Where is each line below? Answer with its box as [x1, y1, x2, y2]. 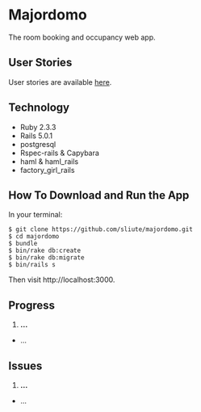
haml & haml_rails [19, 156, 79, 166]
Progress [8, 298, 55, 312]
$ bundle [8, 240, 38, 248]
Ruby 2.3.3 [19, 122, 57, 132]
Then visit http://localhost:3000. [8, 275, 115, 284]
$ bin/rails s [8, 261, 57, 269]
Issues [8, 359, 43, 372]
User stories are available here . [8, 77, 112, 86]
